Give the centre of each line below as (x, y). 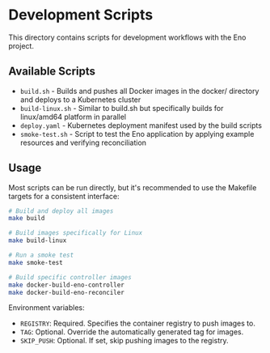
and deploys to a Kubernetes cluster (80, 100)
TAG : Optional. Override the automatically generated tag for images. (132, 332)
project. (21, 45)
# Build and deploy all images (61, 211)
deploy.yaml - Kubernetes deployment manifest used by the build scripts (141, 125)
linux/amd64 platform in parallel (73, 117)
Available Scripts (52, 72)
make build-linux (38, 240)
